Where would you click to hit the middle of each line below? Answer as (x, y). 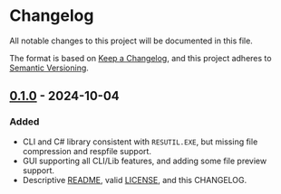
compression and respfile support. (87, 151)
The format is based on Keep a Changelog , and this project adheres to (140, 58)
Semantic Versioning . (49, 68)
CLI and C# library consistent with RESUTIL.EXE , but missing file (140, 142)
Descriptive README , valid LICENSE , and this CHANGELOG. (135, 180)
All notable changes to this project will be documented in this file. (131, 41)
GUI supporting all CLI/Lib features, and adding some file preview (145, 161)
